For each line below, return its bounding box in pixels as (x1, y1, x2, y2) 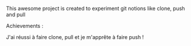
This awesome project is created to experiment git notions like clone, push (6, 5, 185, 12)
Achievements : (6, 23, 44, 29)
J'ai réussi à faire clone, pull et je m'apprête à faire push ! (6, 34, 144, 40)
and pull (6, 11, 26, 18)
